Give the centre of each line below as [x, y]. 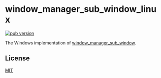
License [17, 58]
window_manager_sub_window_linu [81, 9]
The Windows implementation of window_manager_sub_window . [71, 42]
